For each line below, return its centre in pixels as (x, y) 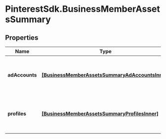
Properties (22, 38)
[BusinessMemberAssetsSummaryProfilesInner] (100, 114)
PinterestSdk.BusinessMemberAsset (83, 9)
